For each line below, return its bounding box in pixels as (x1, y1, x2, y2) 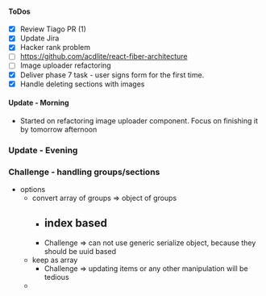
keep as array (31, 255, 78, 265)
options (19, 185, 46, 194)
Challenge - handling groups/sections (8, 166, 160, 177)
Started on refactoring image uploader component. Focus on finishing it (19, 115, 258, 125)
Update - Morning (8, 98, 70, 108)
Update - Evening (8, 144, 78, 156)
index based (44, 216, 107, 230)
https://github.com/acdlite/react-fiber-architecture (19, 52, 188, 61)
